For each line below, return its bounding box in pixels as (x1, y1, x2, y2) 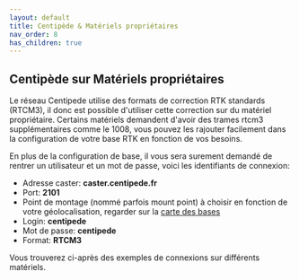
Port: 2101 (22, 188, 60, 198)
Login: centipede (22, 216, 87, 227)
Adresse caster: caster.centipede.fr (22, 178, 158, 188)
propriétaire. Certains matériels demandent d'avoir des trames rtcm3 (9, 114, 264, 126)
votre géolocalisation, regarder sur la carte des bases (22, 206, 221, 217)
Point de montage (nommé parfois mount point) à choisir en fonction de (22, 197, 288, 207)
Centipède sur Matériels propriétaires (9, 71, 224, 86)
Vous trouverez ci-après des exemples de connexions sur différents (9, 252, 260, 263)
